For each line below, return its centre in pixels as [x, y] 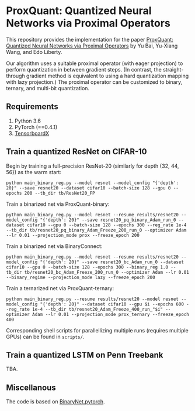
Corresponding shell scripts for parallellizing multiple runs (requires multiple [97, 330]
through [15, 76]
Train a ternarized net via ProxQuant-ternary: [60, 288]
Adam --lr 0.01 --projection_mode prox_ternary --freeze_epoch [111, 314]
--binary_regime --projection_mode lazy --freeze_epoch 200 [81, 277]
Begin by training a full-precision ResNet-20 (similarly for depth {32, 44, [93, 166]
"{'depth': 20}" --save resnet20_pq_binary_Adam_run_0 [108, 220]
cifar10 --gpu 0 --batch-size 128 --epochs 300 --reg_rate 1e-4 [107, 225]
